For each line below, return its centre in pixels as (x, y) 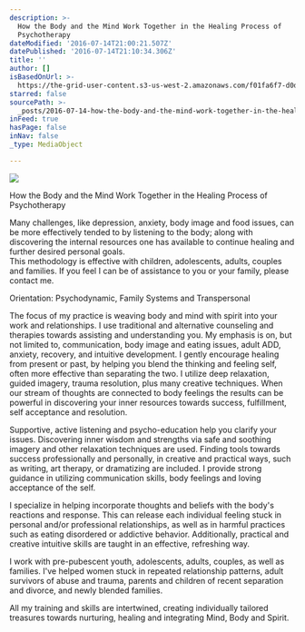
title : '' (28, 60)
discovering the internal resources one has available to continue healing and (152, 242)
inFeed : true (34, 119)
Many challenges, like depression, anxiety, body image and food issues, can (152, 222)
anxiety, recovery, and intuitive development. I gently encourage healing (144, 354)
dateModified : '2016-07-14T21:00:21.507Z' (91, 43)
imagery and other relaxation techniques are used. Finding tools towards (145, 449)
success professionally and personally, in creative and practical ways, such (150, 459)
